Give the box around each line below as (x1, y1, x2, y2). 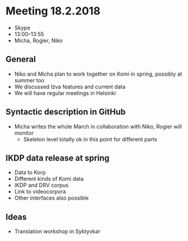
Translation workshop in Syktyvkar (14, 228, 100, 235)
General (5, 54, 37, 64)
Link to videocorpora (14, 188, 67, 195)
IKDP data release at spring (5, 153, 110, 163)
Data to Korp (14, 169, 46, 176)
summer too (14, 76, 44, 84)
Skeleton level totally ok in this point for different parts (23, 135, 157, 142)
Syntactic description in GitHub (5, 107, 126, 117)
